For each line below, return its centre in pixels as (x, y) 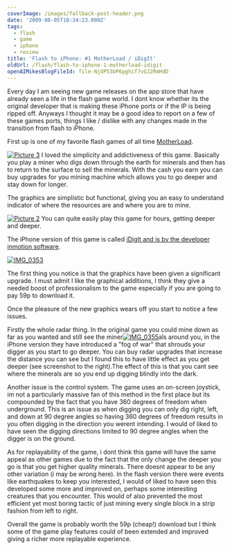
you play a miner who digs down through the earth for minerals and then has (116, 162)
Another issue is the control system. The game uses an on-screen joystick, (114, 387)
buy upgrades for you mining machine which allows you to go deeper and (112, 176)
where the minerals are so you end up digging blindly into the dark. (103, 374)
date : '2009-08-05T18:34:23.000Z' (57, 20)
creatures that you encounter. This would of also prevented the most (105, 496)
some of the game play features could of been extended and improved (108, 531)
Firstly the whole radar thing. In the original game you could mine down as (113, 329)
